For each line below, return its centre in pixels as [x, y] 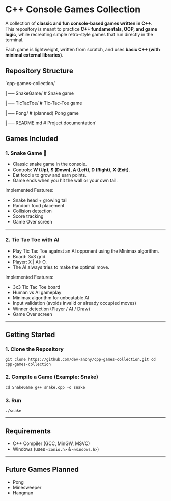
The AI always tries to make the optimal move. [61, 267]
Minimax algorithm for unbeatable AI [51, 298]
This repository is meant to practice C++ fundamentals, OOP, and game [81, 29]
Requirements [28, 431]
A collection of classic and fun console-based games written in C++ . [79, 23]
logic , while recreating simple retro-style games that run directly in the [79, 34]
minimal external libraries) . [34, 55]
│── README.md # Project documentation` [51, 123]
